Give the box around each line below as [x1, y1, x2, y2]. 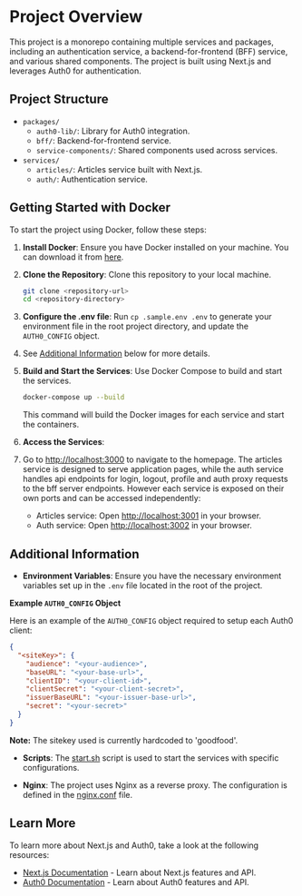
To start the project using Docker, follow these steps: [9, 224, 207, 235]
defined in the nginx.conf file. [22, 789, 133, 800]
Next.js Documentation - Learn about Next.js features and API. [22, 867, 257, 878]
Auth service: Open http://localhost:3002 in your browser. [35, 520, 252, 531]
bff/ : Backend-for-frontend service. [35, 134, 172, 146]
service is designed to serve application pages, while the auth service [22, 464, 284, 475]
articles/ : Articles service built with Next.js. [35, 163, 203, 174]
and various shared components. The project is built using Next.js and [9, 55, 272, 66]
